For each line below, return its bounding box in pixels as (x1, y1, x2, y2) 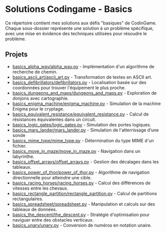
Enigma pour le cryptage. (12, 106, 65, 112)
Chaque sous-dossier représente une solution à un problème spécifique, (5, 25, 154, 31)
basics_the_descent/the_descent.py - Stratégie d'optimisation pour (12, 212, 150, 218)
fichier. (12, 143, 27, 149)
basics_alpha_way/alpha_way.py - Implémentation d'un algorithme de (12, 63, 155, 69)
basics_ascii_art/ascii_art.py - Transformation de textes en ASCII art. (12, 74, 153, 80)
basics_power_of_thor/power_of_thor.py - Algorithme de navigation (12, 169, 150, 175)
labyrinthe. (12, 153, 35, 159)
